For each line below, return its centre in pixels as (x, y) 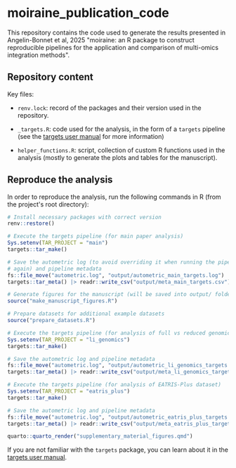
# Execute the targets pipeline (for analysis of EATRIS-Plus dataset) (114, 385)
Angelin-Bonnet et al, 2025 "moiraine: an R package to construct (101, 39)
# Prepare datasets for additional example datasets (86, 314)
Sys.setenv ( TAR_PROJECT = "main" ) (58, 243)
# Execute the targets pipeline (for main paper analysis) (96, 236)
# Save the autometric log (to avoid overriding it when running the (111, 262)
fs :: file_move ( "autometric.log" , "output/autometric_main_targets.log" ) (116, 275)
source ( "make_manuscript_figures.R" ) (63, 301)
